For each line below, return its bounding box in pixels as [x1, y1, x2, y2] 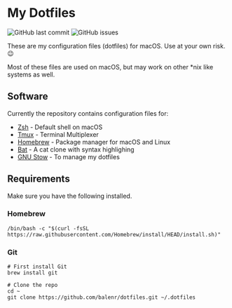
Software [7, 91, 48, 102]
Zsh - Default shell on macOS [17, 123, 103, 131]
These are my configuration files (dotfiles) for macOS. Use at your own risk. [7, 41, 226, 50]
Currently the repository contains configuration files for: [7, 109, 169, 117]
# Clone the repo [7, 282, 58, 289]
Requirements [7, 173, 70, 185]
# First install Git [7, 263, 68, 271]
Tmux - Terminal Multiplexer [17, 130, 100, 138]
